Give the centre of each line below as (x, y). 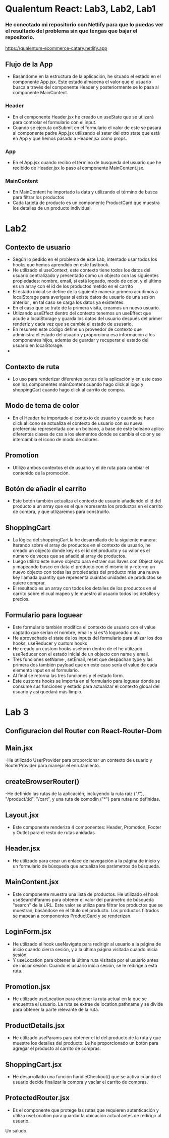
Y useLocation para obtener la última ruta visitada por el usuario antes (86, 960)
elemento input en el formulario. (46, 670)
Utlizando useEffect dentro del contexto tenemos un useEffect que (82, 313)
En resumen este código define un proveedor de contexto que (77, 329)
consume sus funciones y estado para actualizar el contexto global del (86, 686)
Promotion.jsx (28, 986)
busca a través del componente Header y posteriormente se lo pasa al (86, 87)
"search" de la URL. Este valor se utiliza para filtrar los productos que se (88, 905)
